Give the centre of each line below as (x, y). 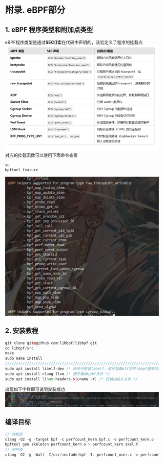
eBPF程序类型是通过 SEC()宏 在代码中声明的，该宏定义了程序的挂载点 (74, 42)
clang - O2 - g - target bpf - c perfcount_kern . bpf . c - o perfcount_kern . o (79, 439)
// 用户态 (14, 450)
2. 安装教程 (22, 331)
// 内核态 (14, 434)
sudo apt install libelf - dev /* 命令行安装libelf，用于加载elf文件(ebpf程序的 (82, 369)
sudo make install (24, 358)
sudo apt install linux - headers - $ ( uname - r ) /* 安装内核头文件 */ (72, 379)
